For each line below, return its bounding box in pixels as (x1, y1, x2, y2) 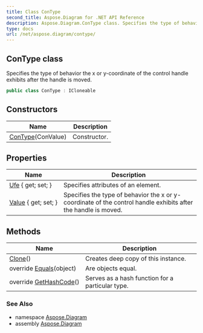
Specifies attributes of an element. (63, 181, 161, 189)
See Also (6, 300, 33, 308)
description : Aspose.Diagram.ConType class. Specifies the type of (6, 20, 180, 26)
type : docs (6, 25, 34, 32)
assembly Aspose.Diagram (14, 320, 82, 327)
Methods (6, 226, 41, 236)
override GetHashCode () (9, 278, 80, 287)
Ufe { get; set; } (9, 181, 53, 189)
